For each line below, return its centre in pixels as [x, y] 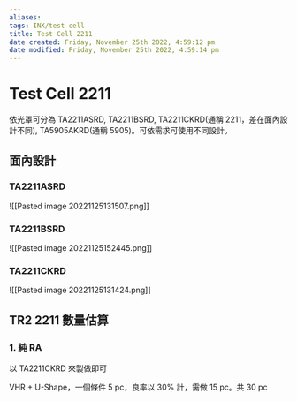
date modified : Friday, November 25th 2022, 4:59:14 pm [114, 50]
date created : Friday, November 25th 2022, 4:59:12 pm [112, 42]
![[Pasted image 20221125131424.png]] [80, 290]
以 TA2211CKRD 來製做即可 [58, 368]
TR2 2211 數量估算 [59, 320]
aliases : [25, 17]
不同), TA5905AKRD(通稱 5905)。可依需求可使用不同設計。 [124, 131]
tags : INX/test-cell [47, 26]
